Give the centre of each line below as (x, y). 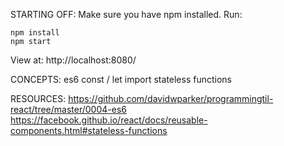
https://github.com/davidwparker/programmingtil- (171, 98)
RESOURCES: (38, 98)
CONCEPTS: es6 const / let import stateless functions (121, 79)
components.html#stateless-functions (89, 130)
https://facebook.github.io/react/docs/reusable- (109, 120)
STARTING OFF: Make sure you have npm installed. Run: (126, 14)
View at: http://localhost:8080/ (73, 60)
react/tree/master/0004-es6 (68, 109)
